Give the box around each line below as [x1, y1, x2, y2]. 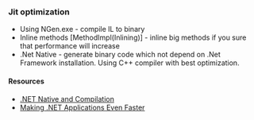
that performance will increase [19, 41, 121, 51]
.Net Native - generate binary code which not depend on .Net [19, 50, 221, 60]
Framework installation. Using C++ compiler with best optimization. [19, 58, 240, 68]
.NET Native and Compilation [19, 94, 115, 103]
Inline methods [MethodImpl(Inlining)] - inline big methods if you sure [19, 33, 247, 42]
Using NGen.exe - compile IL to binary [19, 25, 145, 34]
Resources [8, 76, 45, 86]
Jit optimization [8, 6, 70, 17]
